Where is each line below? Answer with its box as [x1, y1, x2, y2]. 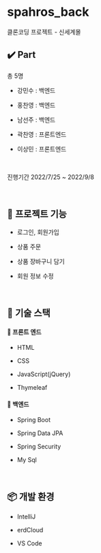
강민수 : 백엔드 [16, 86, 56, 94]
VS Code [16, 539, 42, 547]
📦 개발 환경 [7, 490, 55, 503]
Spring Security [16, 442, 61, 451]
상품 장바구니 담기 [16, 257, 65, 265]
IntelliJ [16, 512, 36, 521]
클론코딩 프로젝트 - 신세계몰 [7, 28, 81, 36]
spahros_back [7, 4, 90, 20]
